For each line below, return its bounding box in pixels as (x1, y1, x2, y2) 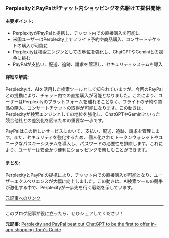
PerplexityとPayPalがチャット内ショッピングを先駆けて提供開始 (5, 4, 161, 11)
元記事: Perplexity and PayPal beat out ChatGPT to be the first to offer (5, 221, 150, 227)
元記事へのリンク (5, 195, 41, 201)
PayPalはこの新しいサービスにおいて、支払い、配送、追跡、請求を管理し (5, 128, 156, 134)
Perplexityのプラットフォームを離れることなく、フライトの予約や (22, 99, 158, 105)
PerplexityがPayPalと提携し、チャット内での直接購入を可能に (12, 30, 140, 36)
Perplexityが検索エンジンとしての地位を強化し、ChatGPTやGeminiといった (5, 111, 160, 117)
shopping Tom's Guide (14, 226, 61, 232)
